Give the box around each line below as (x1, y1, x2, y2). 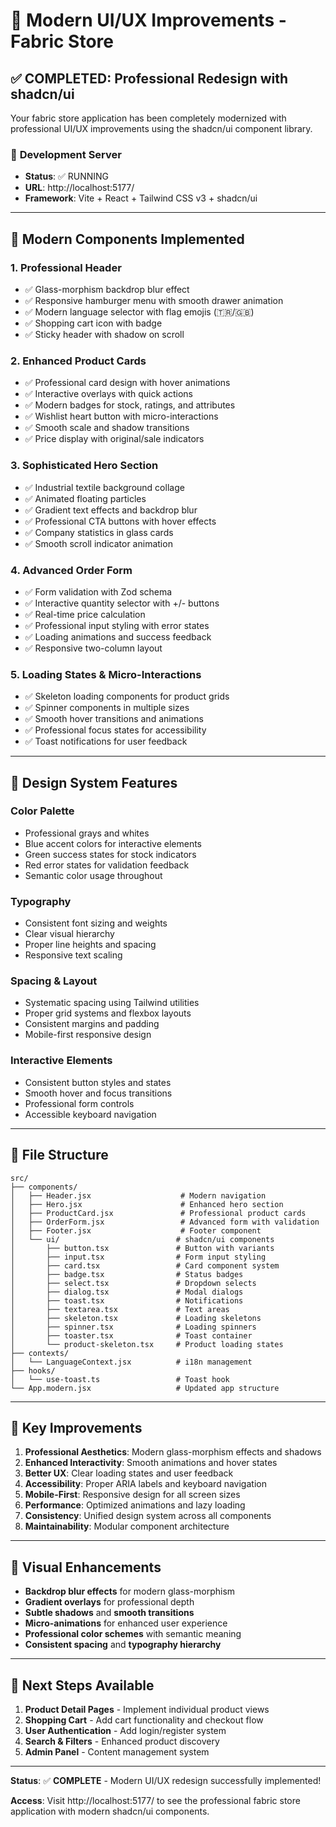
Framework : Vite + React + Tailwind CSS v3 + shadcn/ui (24, 192, 258, 204)
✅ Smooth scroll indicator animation (24, 537, 173, 549)
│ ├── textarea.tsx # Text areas (10, 1304, 230, 1314)
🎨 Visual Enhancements (10, 1559, 162, 1576)
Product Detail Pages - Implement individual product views (24, 1704, 270, 1715)
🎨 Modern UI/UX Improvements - (10, 9, 287, 32)
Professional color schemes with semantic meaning (24, 1628, 242, 1640)
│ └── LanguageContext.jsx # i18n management (10, 1357, 253, 1367)
